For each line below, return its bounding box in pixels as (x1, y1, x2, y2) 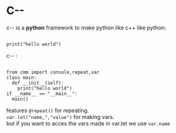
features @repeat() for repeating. (6, 107, 89, 114)
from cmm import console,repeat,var (6, 69, 100, 75)
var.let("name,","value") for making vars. (6, 113, 115, 120)
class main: (6, 74, 37, 80)
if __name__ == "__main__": (6, 90, 78, 97)
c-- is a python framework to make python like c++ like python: (6, 24, 166, 31)
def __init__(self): (12, 80, 64, 86)
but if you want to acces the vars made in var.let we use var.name (6, 120, 170, 127)
